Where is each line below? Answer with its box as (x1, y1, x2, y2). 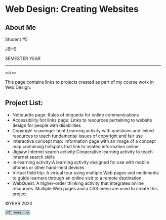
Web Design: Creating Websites (5, 3, 139, 15)
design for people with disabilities (12, 122, 81, 128)
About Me (5, 23, 36, 32)
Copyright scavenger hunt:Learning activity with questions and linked (12, 127, 154, 133)
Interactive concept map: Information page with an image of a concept (12, 138, 156, 144)
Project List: (5, 99, 43, 107)
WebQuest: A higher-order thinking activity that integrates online (12, 180, 144, 186)
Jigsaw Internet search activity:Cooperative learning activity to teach (12, 149, 153, 155)
